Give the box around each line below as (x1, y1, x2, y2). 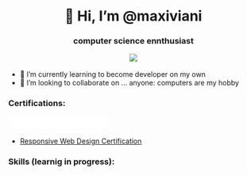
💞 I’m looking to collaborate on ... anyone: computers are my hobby (19, 78, 240, 88)
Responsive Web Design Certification (19, 136, 142, 146)
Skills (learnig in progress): (8, 156, 115, 167)
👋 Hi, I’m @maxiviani (64, 7, 203, 25)
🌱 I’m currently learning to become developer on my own (19, 70, 206, 79)
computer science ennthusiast (72, 36, 195, 47)
